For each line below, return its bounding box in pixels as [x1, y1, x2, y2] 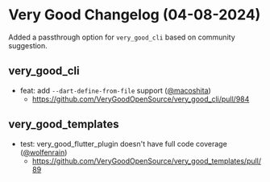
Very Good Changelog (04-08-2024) [8, 6, 261, 24]
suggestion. [8, 40, 48, 50]
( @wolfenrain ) [19, 147, 68, 157]
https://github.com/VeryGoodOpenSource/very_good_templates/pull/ [31, 155, 262, 166]
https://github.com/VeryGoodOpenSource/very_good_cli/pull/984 [31, 94, 250, 104]
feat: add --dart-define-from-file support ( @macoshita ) [19, 85, 211, 95]
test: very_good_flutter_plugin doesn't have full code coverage [19, 139, 227, 148]
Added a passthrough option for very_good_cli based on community [8, 32, 235, 42]
